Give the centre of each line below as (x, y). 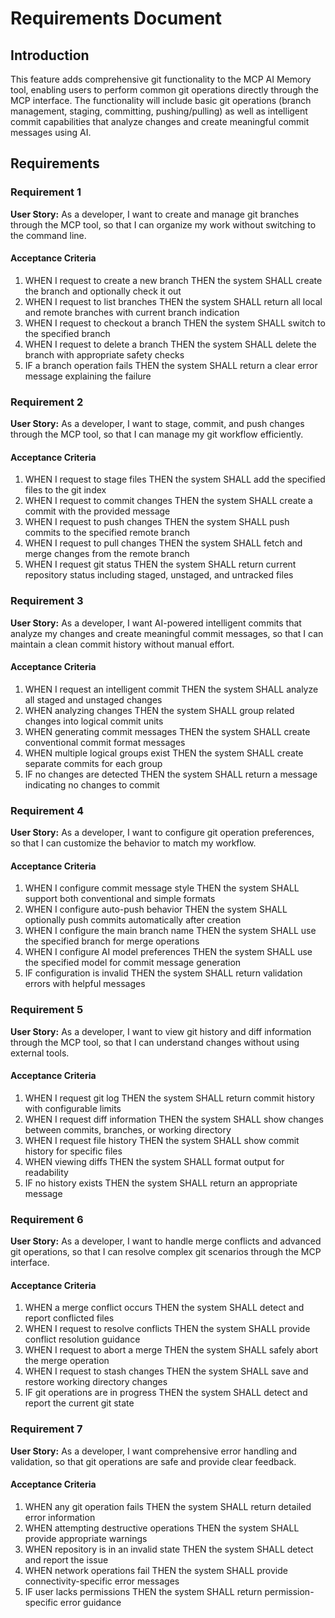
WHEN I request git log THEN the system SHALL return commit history (169, 1098)
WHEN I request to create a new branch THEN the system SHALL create (173, 280)
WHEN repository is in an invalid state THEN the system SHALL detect (169, 1549)
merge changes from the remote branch (107, 554)
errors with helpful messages (85, 984)
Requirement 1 (46, 192)
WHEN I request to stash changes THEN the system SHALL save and (166, 1371)
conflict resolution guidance (82, 1339)
